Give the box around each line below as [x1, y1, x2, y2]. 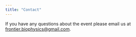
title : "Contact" [5, 7, 42, 12]
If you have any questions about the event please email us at [5, 21, 131, 27]
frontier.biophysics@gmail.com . [5, 26, 72, 32]
